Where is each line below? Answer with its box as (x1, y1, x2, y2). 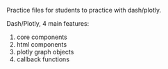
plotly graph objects (16, 48, 74, 56)
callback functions (16, 55, 70, 63)
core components (16, 33, 67, 41)
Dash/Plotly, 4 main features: (6, 20, 90, 27)
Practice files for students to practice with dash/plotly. (6, 6, 162, 14)
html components (16, 40, 67, 48)
